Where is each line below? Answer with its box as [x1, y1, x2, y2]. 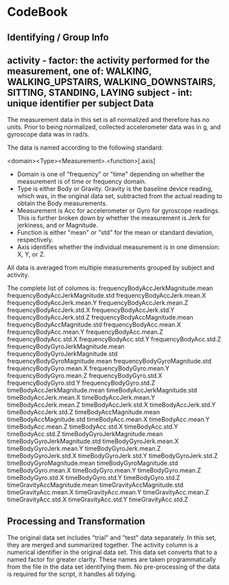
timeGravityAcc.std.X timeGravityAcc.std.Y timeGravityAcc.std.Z [7, 495, 189, 504]
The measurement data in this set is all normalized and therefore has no [7, 116, 210, 124]
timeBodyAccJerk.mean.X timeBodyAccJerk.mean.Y [7, 394, 156, 402]
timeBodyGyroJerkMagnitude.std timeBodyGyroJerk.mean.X [7, 437, 180, 446]
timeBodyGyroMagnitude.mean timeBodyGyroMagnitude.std [7, 459, 178, 467]
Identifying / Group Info [7, 32, 109, 43]
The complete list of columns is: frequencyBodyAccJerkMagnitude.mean [7, 284, 214, 292]
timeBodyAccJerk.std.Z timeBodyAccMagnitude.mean [7, 408, 160, 416]
